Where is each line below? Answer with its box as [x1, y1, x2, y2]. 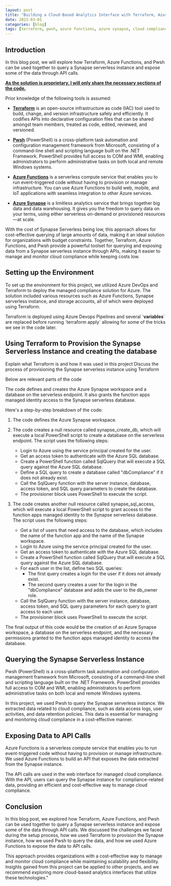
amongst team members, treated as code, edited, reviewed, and [12, 121, 148, 127]
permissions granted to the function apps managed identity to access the [5, 635, 159, 641]
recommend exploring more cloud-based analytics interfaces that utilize [5, 869, 157, 875]
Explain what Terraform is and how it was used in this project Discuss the [5, 361, 159, 367]
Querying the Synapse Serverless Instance [5, 655, 145, 663]
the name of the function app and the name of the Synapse [20, 533, 145, 539]
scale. [22, 216, 36, 223]
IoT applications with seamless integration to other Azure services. [12, 190, 153, 196]
